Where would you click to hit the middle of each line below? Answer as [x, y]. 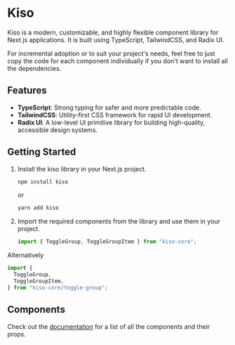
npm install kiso [43, 182]
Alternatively [26, 255]
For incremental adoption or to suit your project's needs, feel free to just [111, 53]
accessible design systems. [58, 130]
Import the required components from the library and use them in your [119, 221]
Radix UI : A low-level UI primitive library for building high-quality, [111, 122]
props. [16, 334]
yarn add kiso [38, 208]
